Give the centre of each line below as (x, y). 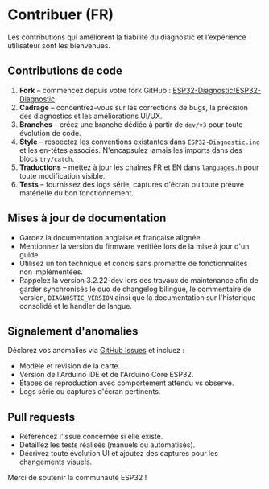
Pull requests (41, 417)
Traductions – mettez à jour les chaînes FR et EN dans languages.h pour (139, 167)
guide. (30, 254)
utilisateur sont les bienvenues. (59, 45)
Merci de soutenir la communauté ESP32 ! (77, 478)
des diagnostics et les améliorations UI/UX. (91, 116)
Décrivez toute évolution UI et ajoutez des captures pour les (119, 454)
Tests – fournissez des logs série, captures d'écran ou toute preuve (132, 184)
